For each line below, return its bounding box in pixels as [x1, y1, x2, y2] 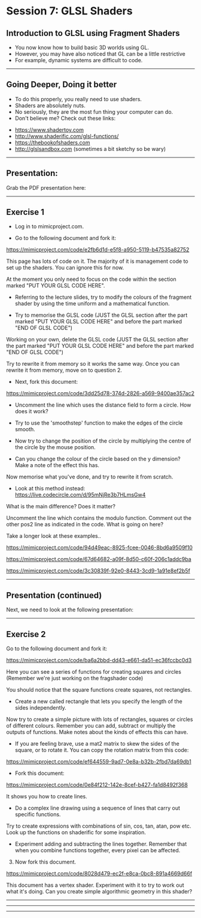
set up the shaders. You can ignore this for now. [6, 264, 124, 271]
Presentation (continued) [6, 590, 102, 600]
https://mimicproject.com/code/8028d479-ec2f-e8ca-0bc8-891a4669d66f [6, 870, 193, 877]
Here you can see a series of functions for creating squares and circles [6, 668, 181, 675]
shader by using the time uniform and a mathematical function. [14, 300, 170, 307]
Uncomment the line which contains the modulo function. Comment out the [6, 514, 192, 522]
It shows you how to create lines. [6, 793, 88, 800]
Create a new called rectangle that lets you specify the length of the [14, 698, 182, 705]
